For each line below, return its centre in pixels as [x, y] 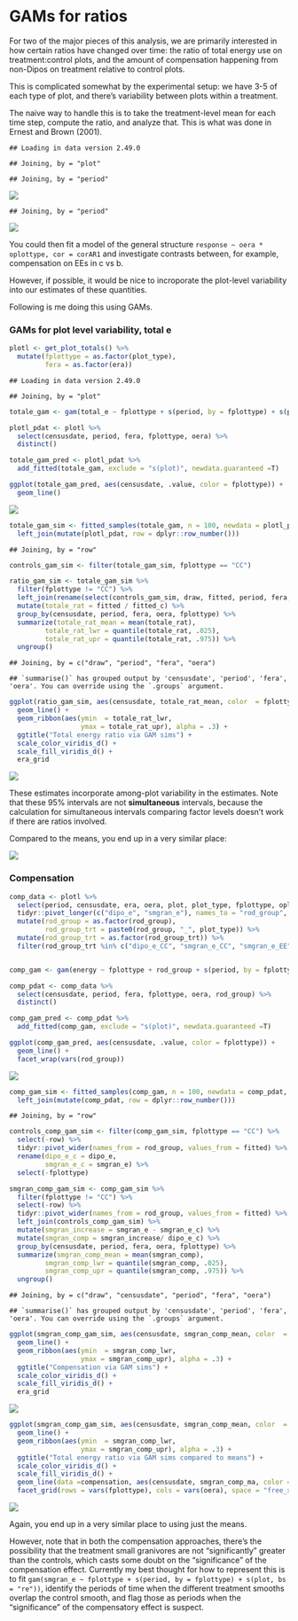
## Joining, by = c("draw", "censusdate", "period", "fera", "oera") [141, 1296]
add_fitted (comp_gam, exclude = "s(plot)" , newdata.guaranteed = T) [145, 1027]
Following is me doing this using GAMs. [81, 307]
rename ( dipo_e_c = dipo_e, [67, 1156]
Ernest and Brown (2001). [56, 131]
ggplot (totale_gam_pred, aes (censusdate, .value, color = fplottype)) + [146, 485]
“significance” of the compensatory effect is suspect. [106, 1608]
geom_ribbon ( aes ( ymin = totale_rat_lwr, [95, 719]
